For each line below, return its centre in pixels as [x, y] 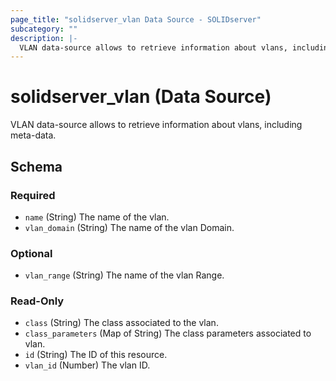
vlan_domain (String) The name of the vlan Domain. [129, 227]
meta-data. [33, 135]
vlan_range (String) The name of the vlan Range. [124, 275]
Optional [31, 253]
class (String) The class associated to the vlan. [121, 323]
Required [33, 195]
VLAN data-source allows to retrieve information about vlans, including [156, 125]
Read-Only [37, 301]
